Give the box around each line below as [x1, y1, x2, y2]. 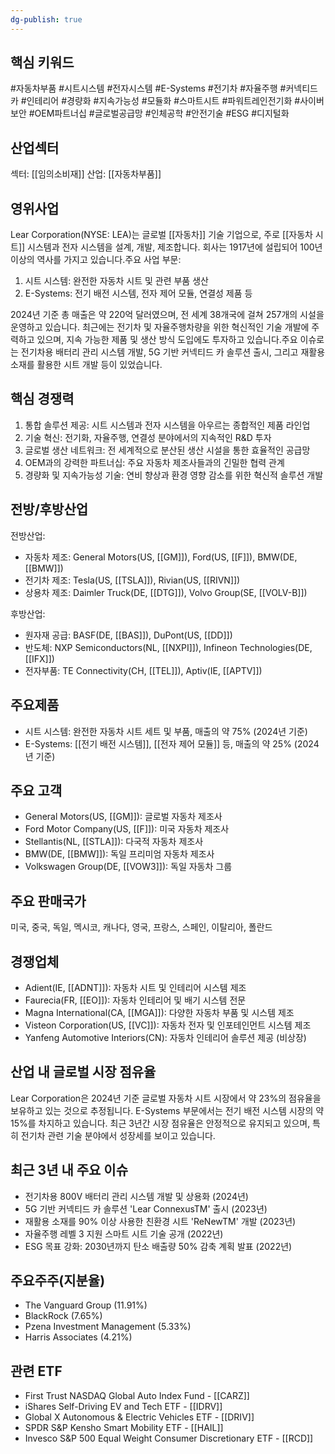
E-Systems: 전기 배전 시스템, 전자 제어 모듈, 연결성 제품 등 [24, 287, 253, 300]
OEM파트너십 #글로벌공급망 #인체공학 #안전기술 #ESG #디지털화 [34, 107, 290, 120]
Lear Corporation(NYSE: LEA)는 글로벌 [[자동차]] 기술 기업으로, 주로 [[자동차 [10, 229, 313, 241]
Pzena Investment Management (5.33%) [24, 1321, 192, 1333]
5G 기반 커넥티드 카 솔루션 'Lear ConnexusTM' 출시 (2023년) [24, 1202, 268, 1215]
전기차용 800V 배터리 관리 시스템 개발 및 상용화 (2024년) [24, 1190, 249, 1202]
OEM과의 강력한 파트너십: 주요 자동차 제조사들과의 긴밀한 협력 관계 [24, 456, 285, 468]
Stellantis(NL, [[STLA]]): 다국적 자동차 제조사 [24, 836, 204, 848]
